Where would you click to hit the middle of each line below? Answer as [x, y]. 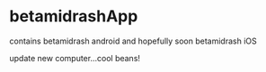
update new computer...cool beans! [75, 58]
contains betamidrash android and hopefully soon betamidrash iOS [133, 41]
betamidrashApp [74, 16]
